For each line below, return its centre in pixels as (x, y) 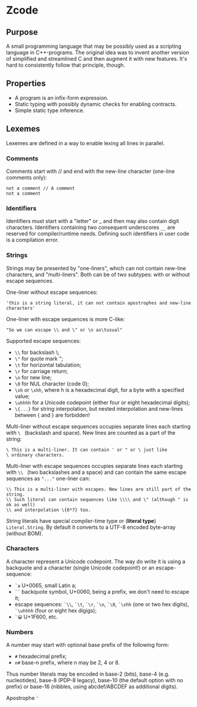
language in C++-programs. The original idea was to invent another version (98, 53)
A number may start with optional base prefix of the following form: (88, 645)
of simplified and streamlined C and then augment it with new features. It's (97, 59)
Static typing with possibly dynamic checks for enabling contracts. (96, 104)
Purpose (22, 32)
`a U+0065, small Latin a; (45, 585)
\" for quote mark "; (39, 358)
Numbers (20, 632)
